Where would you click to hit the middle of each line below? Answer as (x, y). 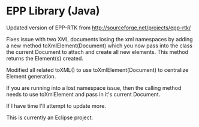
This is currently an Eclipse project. (50, 117)
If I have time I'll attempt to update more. (56, 105)
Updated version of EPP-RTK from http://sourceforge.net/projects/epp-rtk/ (99, 28)
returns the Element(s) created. (45, 58)
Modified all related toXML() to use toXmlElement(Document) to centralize (97, 69)
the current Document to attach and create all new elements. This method (97, 52)
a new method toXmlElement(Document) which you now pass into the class (99, 46)
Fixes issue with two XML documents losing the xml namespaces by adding (99, 39)
